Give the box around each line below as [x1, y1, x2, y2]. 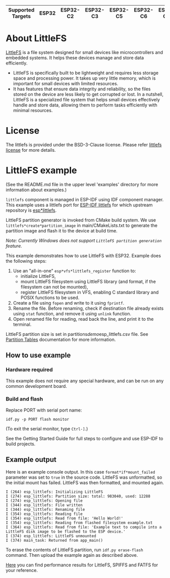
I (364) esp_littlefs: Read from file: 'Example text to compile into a [6, 525, 162, 530]
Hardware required [6, 366, 53, 373]
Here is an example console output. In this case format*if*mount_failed [6, 469, 155, 475]
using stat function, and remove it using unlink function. [13, 310, 132, 317]
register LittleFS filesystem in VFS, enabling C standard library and [20, 289, 159, 295]
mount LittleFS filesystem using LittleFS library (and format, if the [20, 278, 156, 284]
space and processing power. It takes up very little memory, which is [13, 75, 156, 81]
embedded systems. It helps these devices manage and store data [6, 54, 144, 61]
